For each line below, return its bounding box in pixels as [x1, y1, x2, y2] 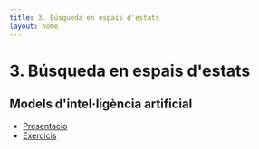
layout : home [9, 22, 59, 31]
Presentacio [22, 120, 68, 131]
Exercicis [22, 130, 57, 141]
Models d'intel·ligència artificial [9, 97, 193, 112]
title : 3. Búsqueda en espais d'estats [9, 13, 160, 23]
